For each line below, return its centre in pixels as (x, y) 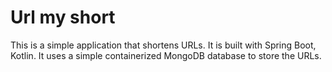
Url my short (63, 17)
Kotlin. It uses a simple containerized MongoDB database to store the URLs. (166, 55)
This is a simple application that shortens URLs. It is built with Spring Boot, (163, 45)
